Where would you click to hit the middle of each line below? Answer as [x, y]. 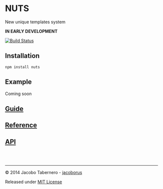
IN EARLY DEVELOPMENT [31, 31]
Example [18, 82]
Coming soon [18, 94]
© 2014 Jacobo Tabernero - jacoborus [44, 173]
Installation [22, 56]
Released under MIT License [33, 182]
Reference [21, 125]
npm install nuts [23, 67]
